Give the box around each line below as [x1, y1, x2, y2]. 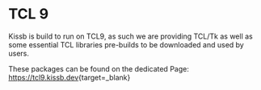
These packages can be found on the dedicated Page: [8, 63, 190, 73]
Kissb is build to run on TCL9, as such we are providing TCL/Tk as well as [8, 31, 253, 41]
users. [8, 48, 30, 58]
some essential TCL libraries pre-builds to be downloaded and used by [8, 39, 244, 49]
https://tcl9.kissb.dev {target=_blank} [8, 72, 131, 82]
